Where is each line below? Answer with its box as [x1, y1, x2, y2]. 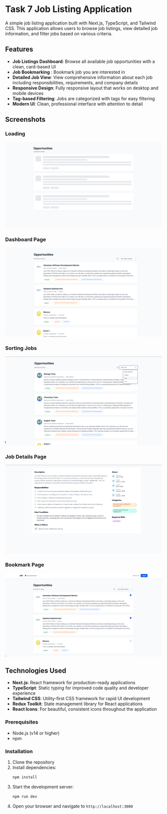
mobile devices [12, 90, 44, 96]
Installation [5, 748, 33, 755]
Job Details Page [5, 453, 47, 460]
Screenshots [5, 115, 46, 124]
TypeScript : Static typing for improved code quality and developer [12, 685, 149, 691]
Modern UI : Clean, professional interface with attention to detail [12, 101, 143, 107]
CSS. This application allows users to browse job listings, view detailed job [5, 25, 158, 31]
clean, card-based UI [12, 63, 56, 69]
